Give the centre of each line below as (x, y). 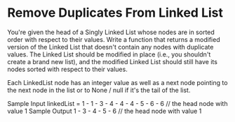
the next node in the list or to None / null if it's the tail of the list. (99, 90)
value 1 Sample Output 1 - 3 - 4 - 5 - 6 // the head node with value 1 (105, 111)
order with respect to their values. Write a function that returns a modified (114, 39)
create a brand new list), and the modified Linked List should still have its (112, 61)
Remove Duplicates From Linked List (115, 13)
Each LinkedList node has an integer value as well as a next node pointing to (117, 82)
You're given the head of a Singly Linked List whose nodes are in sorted (111, 32)
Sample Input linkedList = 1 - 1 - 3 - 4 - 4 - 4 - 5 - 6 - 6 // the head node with (117, 103)
